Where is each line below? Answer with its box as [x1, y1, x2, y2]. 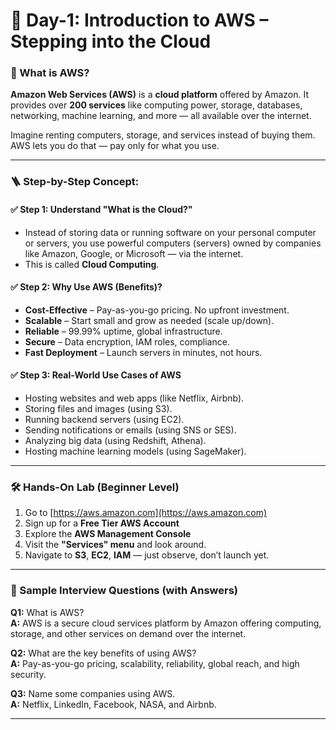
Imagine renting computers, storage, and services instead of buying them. [10, 129, 316, 141]
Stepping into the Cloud [10, 30, 212, 53]
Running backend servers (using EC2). [24, 414, 185, 426]
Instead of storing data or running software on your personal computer [24, 226, 317, 238]
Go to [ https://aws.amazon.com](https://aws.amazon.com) [24, 507, 268, 519]
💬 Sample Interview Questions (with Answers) [10, 584, 238, 598]
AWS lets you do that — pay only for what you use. [10, 140, 220, 152]
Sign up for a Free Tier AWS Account [24, 517, 180, 529]
